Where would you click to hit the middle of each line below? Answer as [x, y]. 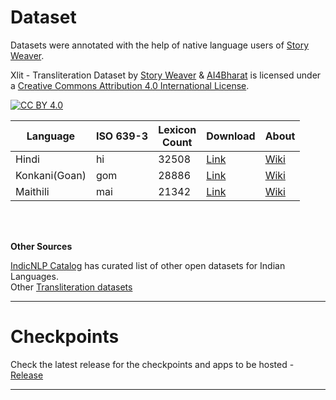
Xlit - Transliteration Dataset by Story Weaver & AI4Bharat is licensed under [166, 75]
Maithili [32, 191]
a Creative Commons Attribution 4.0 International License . [130, 85]
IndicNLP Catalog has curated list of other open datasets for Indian [148, 265]
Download [231, 136]
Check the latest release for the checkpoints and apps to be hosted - [152, 364]
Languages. [34, 276]
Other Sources [41, 246]
